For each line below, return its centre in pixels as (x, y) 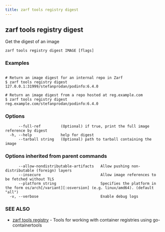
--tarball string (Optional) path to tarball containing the (85, 139)
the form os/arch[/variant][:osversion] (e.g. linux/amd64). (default (80, 188)
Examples (17, 63)
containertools (27, 225)
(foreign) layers (54, 171)
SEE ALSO (18, 209)
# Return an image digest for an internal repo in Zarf (64, 78)
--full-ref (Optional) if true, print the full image (84, 127)
